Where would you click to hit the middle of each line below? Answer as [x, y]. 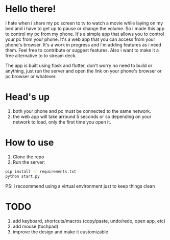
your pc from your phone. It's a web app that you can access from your [80, 39]
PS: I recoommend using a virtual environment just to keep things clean [80, 186]
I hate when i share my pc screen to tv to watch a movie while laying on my [84, 23]
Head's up [28, 97]
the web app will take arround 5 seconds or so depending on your [82, 116]
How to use [30, 143]
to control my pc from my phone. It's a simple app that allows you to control [85, 34]
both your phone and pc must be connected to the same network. [82, 111]
